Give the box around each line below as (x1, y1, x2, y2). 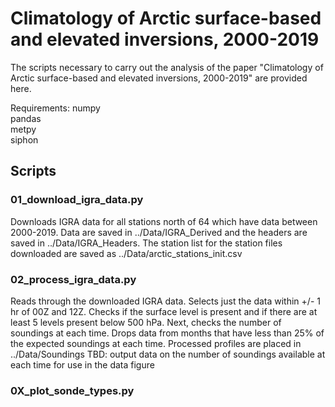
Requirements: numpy (10, 102, 101, 114)
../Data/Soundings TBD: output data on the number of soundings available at (10, 348, 326, 360)
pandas (10, 112, 42, 124)
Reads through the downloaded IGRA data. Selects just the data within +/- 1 (10, 295, 321, 307)
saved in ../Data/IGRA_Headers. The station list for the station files (10, 237, 283, 249)
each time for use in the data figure (10, 358, 155, 371)
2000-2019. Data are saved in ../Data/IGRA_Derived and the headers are (10, 226, 308, 238)
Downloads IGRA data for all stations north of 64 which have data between (10, 215, 318, 227)
